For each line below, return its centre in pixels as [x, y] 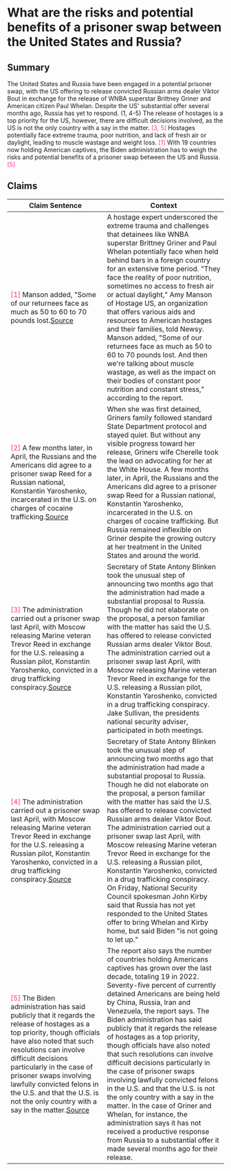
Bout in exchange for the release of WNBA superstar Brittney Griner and [109, 99]
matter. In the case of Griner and [159, 1106]
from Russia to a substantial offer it [163, 1140]
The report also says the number [159, 951]
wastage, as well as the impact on [162, 372]
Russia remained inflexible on [154, 530]
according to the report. [145, 397]
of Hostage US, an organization [157, 303]
